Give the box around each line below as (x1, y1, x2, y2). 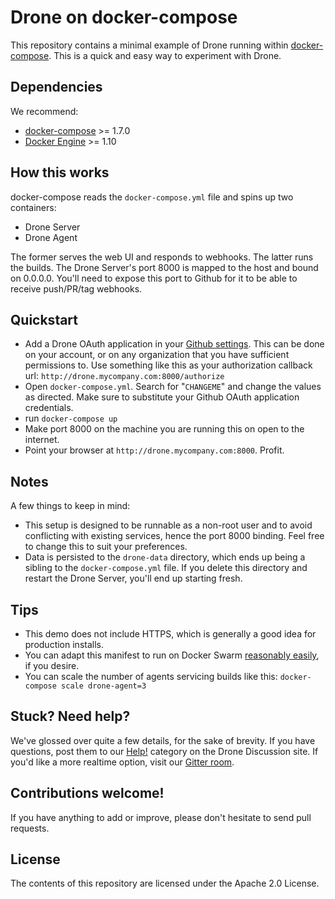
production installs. (24, 639, 104, 650)
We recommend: (10, 105, 79, 117)
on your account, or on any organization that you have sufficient (24, 349, 290, 361)
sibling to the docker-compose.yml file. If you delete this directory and (24, 562, 308, 574)
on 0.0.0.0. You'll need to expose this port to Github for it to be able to (10, 272, 298, 284)
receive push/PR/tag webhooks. (10, 282, 143, 295)
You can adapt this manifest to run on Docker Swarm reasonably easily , (24, 649, 320, 661)
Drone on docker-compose (10, 6, 238, 29)
